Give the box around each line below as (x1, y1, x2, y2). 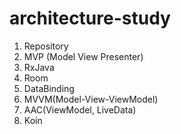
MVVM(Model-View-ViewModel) (23, 93, 159, 105)
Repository (23, 40, 69, 52)
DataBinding (23, 82, 75, 94)
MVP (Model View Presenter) (23, 50, 144, 62)
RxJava (23, 61, 55, 73)
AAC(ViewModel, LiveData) (23, 103, 137, 116)
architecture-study (9, 7, 171, 30)
